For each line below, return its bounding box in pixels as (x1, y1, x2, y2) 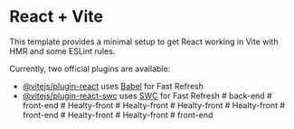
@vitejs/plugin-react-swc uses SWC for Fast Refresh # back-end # (22, 90, 273, 101)
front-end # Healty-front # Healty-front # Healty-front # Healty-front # (22, 99, 286, 110)
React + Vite (9, 6, 104, 27)
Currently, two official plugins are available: (9, 63, 171, 74)
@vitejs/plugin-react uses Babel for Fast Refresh (22, 80, 204, 91)
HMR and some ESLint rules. (9, 45, 116, 56)
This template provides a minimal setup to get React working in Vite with (9, 36, 279, 47)
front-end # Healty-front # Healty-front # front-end (22, 109, 213, 120)
